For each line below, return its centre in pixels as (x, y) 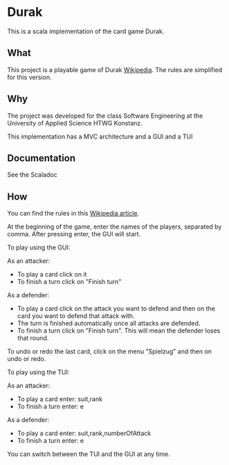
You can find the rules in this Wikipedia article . (73, 213)
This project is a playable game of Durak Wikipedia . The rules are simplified (115, 69)
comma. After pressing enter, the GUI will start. (74, 234)
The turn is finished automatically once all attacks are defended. (109, 324)
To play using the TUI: (38, 372)
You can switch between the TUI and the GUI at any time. (89, 454)
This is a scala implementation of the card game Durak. (86, 31)
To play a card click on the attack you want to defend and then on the (116, 308)
